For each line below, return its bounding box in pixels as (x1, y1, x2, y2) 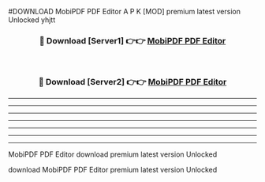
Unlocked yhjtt (8, 15, 56, 25)
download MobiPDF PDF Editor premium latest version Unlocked (8, 165, 218, 174)
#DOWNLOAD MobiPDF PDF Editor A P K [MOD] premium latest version (8, 7, 241, 16)
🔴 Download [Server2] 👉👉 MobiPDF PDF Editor (38, 77, 227, 88)
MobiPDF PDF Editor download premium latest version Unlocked (8, 150, 218, 159)
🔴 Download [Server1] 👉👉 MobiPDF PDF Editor (39, 35, 226, 46)
